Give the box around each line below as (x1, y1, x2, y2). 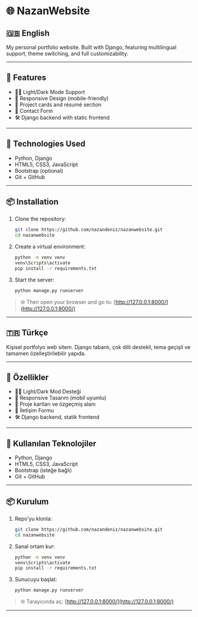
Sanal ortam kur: (14, 542, 55, 550)
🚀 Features (6, 73, 47, 83)
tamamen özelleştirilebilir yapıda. (6, 350, 86, 357)
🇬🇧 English (6, 28, 50, 38)
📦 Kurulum (6, 496, 49, 506)
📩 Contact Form (14, 107, 53, 114)
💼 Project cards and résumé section (14, 101, 102, 108)
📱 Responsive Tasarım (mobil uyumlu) (14, 395, 107, 402)
